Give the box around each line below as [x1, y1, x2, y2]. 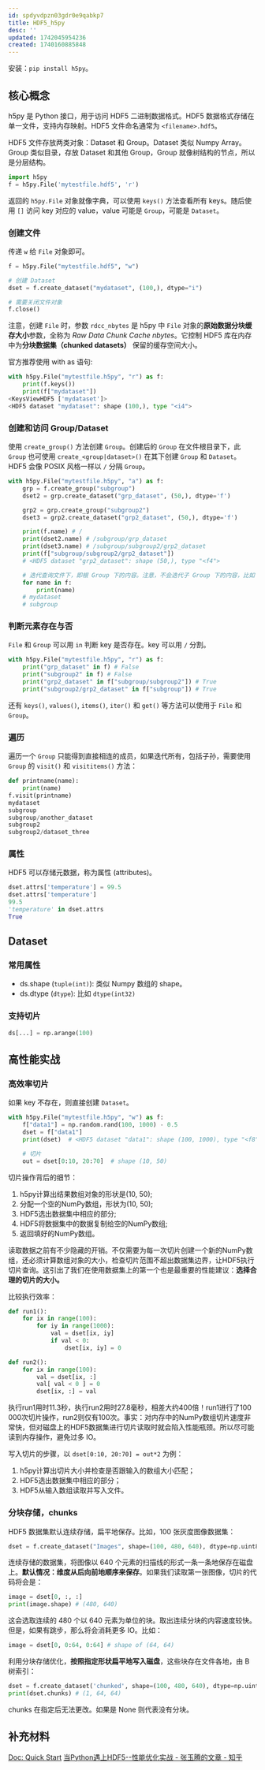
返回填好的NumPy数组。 [19, 1228, 99, 1238]
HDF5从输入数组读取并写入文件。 [19, 1485, 129, 1495]
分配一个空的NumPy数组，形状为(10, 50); [19, 1199, 154, 1209]
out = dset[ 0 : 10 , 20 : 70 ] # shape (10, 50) [22, 1157, 168, 1165]
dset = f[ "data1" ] [22, 1128, 83, 1136]
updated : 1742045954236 [8, 33, 87, 42]
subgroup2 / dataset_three [8, 829, 90, 837]
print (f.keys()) [22, 380, 77, 389]
